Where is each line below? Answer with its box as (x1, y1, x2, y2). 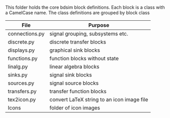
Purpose (88, 22, 110, 28)
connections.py (8, 30, 45, 37)
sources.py (8, 80, 35, 87)
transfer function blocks (49, 88, 107, 95)
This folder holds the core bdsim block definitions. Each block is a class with (5, 5, 165, 10)
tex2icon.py (8, 96, 36, 103)
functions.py (8, 55, 38, 62)
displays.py (8, 47, 35, 54)
